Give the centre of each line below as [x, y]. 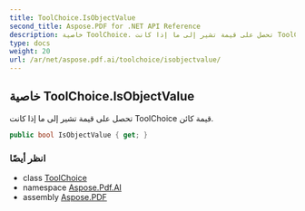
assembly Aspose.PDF [64, 197]
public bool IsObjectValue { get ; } [79, 135]
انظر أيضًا [28, 158]
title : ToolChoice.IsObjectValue [73, 18]
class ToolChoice [55, 177]
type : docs [30, 43]
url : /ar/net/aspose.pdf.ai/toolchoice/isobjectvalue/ [115, 60]
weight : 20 [30, 52]
